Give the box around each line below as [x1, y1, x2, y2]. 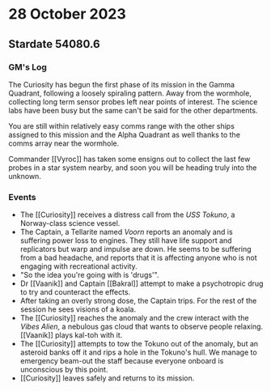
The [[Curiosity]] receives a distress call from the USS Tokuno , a [19, 210, 235, 219]
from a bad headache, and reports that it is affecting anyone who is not [19, 253, 257, 263]
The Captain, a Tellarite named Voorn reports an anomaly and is [19, 227, 233, 237]
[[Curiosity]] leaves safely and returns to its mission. [19, 373, 195, 383]
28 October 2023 [8, 5, 127, 23]
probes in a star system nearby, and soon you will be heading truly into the [8, 163, 257, 172]
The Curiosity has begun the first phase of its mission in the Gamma [8, 79, 235, 89]
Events [8, 191, 36, 202]
